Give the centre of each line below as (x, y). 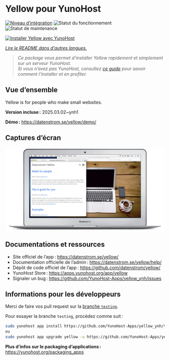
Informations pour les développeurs (63, 294)
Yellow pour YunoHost (53, 9)
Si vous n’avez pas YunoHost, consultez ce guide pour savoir (81, 69)
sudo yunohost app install (34, 326)
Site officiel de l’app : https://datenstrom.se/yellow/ (66, 256)
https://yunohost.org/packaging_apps (45, 352)
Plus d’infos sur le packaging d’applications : (53, 347)
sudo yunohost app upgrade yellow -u (45, 337)
